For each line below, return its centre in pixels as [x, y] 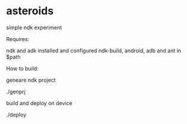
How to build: [22, 68]
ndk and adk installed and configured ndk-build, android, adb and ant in [94, 50]
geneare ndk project [31, 80]
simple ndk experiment [34, 27]
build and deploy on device [39, 103]
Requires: [18, 39]
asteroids [30, 11]
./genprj [16, 91]
